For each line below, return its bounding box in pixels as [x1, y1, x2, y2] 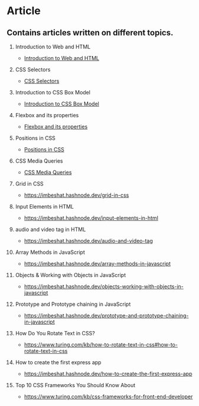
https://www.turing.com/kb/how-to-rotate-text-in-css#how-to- [24, 341, 178, 348]
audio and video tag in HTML [15, 226, 86, 233]
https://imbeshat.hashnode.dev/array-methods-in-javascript [24, 260, 171, 267]
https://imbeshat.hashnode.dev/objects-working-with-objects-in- [24, 283, 184, 290]
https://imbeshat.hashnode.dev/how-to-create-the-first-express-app [24, 370, 193, 377]
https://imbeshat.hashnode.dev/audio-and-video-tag [24, 237, 153, 244]
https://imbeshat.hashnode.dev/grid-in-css [24, 192, 129, 199]
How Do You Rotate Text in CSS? [15, 330, 95, 336]
